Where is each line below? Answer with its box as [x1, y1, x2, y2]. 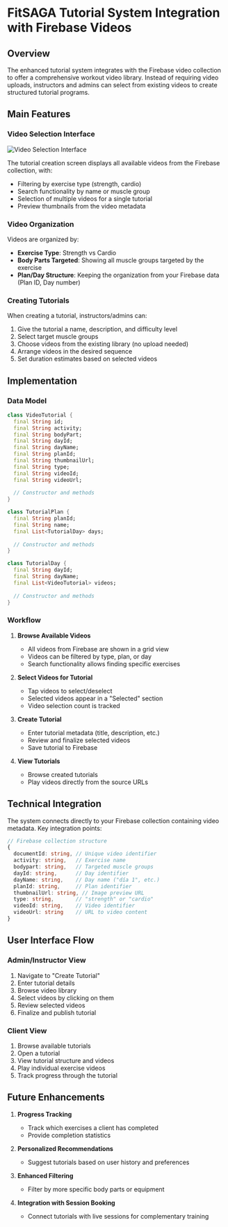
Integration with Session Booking [17, 1198, 116, 1207]
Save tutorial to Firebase [27, 743, 98, 751]
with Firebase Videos [7, 20, 132, 36]
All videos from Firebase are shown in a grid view [27, 645, 169, 653]
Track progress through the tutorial [17, 1071, 118, 1079]
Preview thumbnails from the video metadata [17, 202, 146, 210]
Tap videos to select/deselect [27, 686, 113, 695]
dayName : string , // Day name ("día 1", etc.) [13, 876, 160, 883]
